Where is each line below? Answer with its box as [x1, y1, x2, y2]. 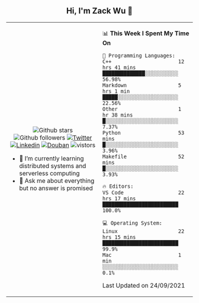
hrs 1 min [102, 87, 130, 94]
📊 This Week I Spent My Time [102, 29, 190, 37]
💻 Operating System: [102, 219, 163, 226]
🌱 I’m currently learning [19, 154, 84, 162]
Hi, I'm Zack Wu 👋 [66, 6, 133, 16]
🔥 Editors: [102, 182, 134, 190]
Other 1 [102, 105, 182, 112]
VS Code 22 [102, 189, 185, 196]
